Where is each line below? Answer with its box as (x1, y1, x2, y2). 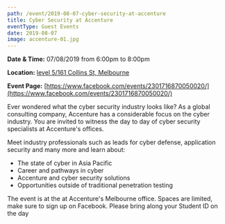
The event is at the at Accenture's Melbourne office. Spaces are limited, (7, 195, 213, 203)
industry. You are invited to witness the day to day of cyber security (7, 117, 201, 126)
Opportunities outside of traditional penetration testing (17, 181, 174, 189)
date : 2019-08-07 (7, 29, 58, 37)
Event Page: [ (7, 82, 47, 90)
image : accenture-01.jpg (7, 36, 79, 43)
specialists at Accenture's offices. (7, 125, 104, 133)
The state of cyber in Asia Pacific (17, 159, 112, 167)
